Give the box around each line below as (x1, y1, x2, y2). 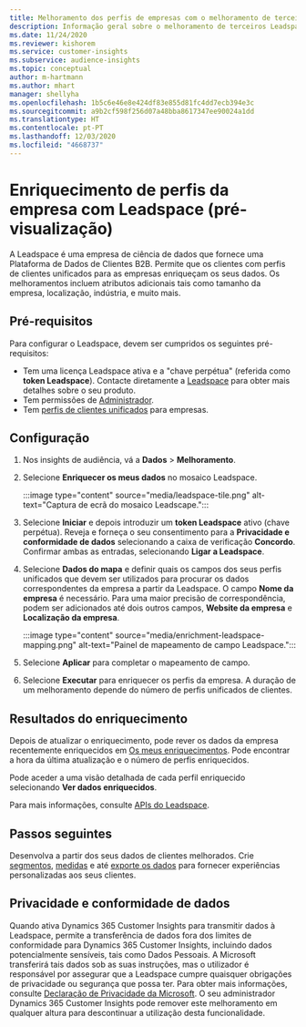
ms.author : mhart (9, 81, 76, 90)
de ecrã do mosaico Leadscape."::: (77, 499, 209, 510)
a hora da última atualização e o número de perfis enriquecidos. (9, 755, 250, 765)
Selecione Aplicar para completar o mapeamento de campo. (22, 657, 250, 668)
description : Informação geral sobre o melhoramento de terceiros (9, 22, 267, 31)
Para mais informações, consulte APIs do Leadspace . (9, 799, 209, 811)
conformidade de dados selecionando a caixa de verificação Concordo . (22, 537, 296, 548)
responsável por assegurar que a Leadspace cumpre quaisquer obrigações (9, 968, 292, 980)
